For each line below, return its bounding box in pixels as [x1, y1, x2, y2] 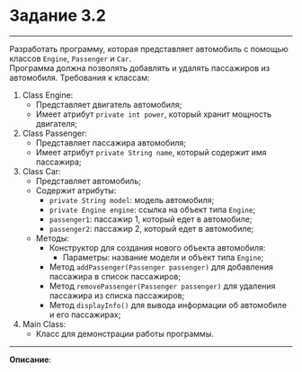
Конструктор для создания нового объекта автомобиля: [49, 242, 266, 252]
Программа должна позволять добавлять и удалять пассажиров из [9, 62, 271, 73]
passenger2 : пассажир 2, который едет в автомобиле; [49, 223, 254, 234]
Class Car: [22, 165, 61, 176]
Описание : [9, 354, 52, 365]
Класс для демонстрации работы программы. [35, 328, 214, 339]
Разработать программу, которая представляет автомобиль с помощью [9, 43, 289, 54]
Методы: [35, 233, 70, 244]
